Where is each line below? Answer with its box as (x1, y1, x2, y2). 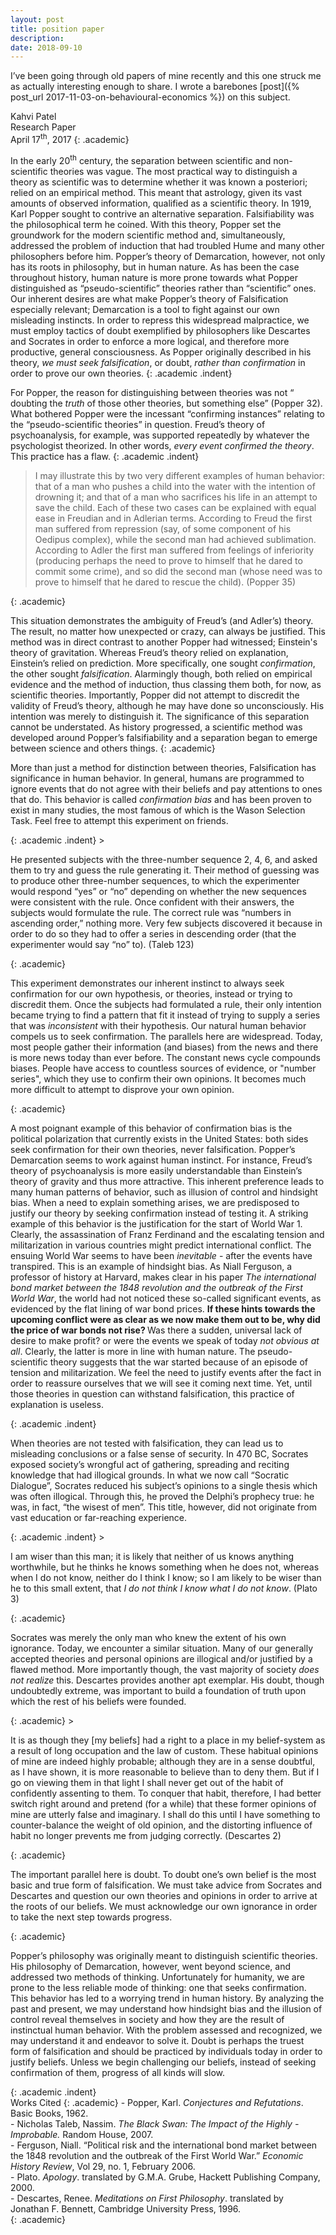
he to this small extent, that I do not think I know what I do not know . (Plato (10, 1582, 318, 1594)
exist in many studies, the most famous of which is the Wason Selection (10, 804, 306, 816)
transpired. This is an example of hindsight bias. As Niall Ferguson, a (10, 1260, 293, 1272)
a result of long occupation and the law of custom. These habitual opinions (10, 1744, 319, 1756)
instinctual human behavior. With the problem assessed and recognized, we (10, 2024, 323, 2036)
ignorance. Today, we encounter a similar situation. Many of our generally (10, 1642, 314, 1654)
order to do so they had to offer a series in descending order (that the (10, 927, 297, 940)
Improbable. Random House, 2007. (10, 2128, 154, 2140)
